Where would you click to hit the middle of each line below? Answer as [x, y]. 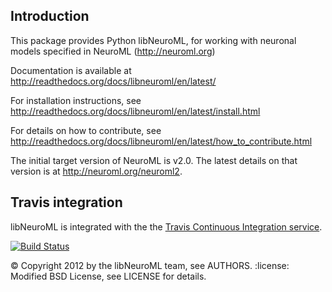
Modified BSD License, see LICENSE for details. [108, 276]
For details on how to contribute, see [86, 130]
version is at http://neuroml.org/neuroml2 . [96, 171]
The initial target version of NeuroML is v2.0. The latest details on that [154, 160]
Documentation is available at [71, 70]
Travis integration [66, 202]
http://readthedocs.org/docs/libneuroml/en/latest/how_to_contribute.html [161, 141]
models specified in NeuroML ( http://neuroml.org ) [113, 51]
